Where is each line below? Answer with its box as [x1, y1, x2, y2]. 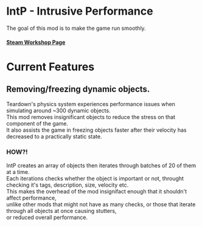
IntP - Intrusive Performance [6, 4, 153, 18]
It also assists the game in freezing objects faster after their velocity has [6, 126, 187, 134]
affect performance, [6, 194, 57, 201]
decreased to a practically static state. [6, 132, 102, 140]
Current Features [6, 60, 95, 74]
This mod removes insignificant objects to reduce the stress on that [6, 113, 175, 120]
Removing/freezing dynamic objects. [6, 84, 150, 95]
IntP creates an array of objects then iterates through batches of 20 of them [6, 162, 197, 169]
